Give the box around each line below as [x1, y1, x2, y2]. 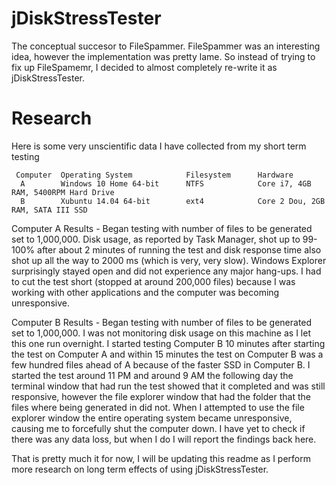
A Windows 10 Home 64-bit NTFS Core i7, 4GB [20, 178, 312, 189]
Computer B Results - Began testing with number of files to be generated [11, 316, 313, 328]
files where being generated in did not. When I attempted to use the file [11, 401, 305, 413]
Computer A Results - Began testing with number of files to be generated [11, 222, 313, 234]
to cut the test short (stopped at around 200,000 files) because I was [11, 275, 296, 287]
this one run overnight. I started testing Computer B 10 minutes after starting [11, 337, 326, 349]
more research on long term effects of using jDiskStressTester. [11, 463, 269, 475]
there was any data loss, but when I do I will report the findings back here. [11, 433, 317, 445]
